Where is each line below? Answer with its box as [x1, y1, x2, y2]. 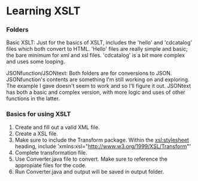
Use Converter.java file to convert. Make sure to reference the [14, 155, 167, 162]
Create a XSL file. [14, 130, 58, 137]
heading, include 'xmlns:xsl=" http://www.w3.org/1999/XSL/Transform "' [14, 142, 191, 150]
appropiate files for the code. [14, 161, 87, 168]
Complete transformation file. [14, 149, 88, 156]
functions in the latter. [6, 95, 60, 102]
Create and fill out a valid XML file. [14, 124, 100, 131]
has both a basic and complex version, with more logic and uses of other [6, 88, 185, 96]
